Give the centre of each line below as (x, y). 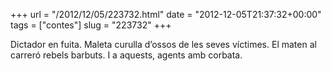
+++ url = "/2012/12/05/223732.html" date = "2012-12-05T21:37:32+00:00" (166, 14)
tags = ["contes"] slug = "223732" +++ (91, 25)
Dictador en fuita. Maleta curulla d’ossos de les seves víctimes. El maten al (163, 44)
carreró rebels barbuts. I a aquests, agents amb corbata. (126, 55)
